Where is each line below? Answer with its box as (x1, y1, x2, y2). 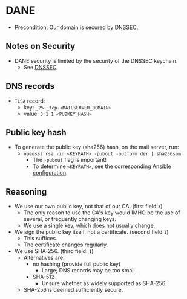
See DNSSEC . (23, 63, 59, 71)
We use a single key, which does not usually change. (23, 222, 156, 230)
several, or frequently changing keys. (23, 216, 116, 223)
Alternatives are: (23, 254, 65, 262)
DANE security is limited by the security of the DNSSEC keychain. (14, 57, 178, 64)
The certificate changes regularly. (23, 241, 108, 248)
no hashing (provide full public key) (32, 260, 121, 268)
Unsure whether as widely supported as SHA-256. (41, 280, 167, 287)
